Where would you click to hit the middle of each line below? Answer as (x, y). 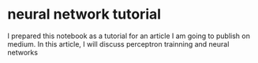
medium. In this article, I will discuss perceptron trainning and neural (118, 44)
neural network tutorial (84, 14)
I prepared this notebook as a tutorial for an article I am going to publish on (129, 36)
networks (23, 52)
